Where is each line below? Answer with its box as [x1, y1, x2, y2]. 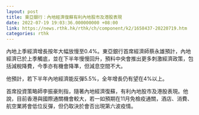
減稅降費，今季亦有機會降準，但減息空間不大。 [11, 63, 126, 70]
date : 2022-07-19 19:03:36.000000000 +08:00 [6, 20, 118, 25]
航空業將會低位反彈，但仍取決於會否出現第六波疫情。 [6, 103, 137, 110]
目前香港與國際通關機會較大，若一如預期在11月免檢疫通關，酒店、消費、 [16, 95, 193, 103]
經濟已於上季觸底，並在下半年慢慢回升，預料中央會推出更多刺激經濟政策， [6, 55, 188, 62]
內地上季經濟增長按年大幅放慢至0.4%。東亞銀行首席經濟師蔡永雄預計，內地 [6, 48, 191, 55]
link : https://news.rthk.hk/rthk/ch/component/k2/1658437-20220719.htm [6, 25, 187, 31]
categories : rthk [6, 31, 49, 37]
